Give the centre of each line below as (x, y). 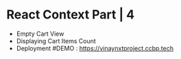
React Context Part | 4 (71, 15)
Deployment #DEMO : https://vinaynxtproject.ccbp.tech (95, 48)
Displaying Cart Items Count (56, 40)
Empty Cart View (40, 34)
